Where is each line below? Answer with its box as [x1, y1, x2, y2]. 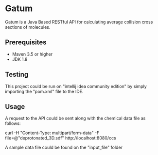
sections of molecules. [5, 24, 51, 30]
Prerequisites [5, 38, 47, 47]
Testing [5, 70, 29, 79]
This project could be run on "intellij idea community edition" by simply [5, 83, 147, 89]
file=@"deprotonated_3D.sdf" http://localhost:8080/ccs [5, 135, 117, 141]
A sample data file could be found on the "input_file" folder [5, 144, 123, 151]
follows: [5, 121, 21, 126]
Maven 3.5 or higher [12, 51, 53, 57]
